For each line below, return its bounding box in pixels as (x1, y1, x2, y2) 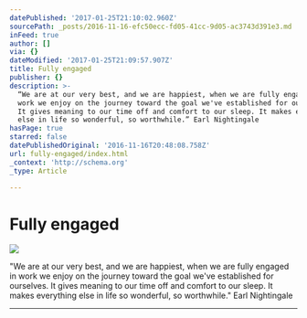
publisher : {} (9, 73, 64, 82)
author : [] (9, 38, 51, 48)
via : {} (9, 48, 39, 57)
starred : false (9, 132, 68, 142)
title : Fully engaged (9, 65, 92, 74)
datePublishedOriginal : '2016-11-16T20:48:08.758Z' (9, 141, 210, 150)
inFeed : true (9, 30, 59, 39)
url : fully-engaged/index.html (9, 149, 129, 158)
